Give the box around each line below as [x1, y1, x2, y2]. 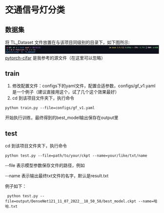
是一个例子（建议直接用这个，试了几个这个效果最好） [12, 89, 120, 95]
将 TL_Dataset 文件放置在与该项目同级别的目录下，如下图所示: [5, 40, 130, 45]
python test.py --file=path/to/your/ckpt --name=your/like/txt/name [5, 153, 147, 158]
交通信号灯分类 [5, 4, 65, 16]
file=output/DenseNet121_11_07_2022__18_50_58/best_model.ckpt [5, 199, 137, 204]
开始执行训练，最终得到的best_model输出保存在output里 [5, 115, 119, 120]
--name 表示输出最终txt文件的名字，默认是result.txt [5, 173, 109, 179]
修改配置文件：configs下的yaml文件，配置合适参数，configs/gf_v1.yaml [12, 83, 156, 89]
